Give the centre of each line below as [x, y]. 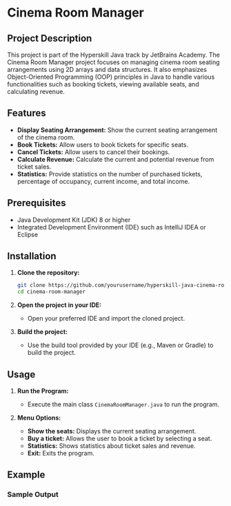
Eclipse [28, 234]
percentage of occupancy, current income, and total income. [103, 181]
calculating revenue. [36, 92]
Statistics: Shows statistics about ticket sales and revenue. [112, 446]
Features [27, 113]
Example [26, 475]
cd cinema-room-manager [51, 292]
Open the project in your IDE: [59, 305]
